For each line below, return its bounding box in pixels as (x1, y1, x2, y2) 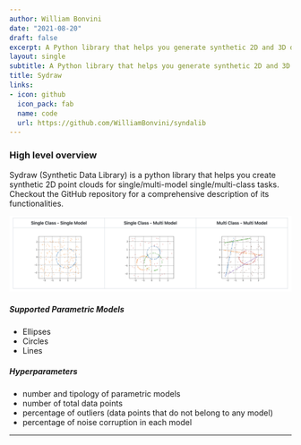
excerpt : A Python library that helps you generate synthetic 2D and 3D (9, 43, 287, 52)
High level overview (9, 149, 98, 161)
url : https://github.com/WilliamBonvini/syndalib (17, 118, 206, 127)
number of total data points (21, 398, 124, 409)
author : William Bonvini (9, 14, 102, 23)
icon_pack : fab (17, 99, 74, 108)
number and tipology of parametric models (21, 389, 181, 399)
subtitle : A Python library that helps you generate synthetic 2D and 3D (9, 62, 291, 71)
